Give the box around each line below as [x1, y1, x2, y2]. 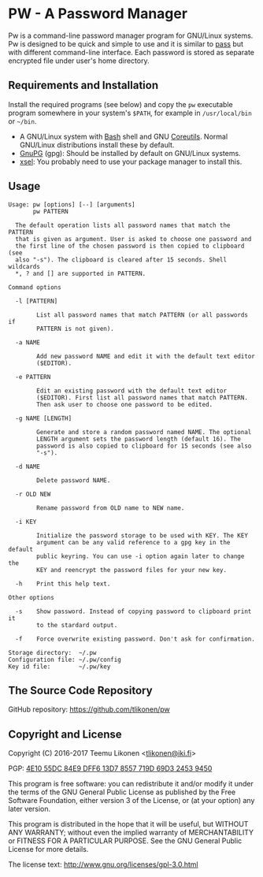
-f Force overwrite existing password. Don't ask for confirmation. [15, 635, 256, 643]
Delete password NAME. [36, 476, 111, 485]
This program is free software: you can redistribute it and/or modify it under [8, 779, 254, 789]
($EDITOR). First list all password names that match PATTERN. [36, 393, 248, 402]
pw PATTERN [32, 207, 69, 215]
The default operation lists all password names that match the [15, 221, 231, 229]
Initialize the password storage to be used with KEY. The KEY [36, 531, 248, 540]
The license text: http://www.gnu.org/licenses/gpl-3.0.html [8, 860, 198, 869]
